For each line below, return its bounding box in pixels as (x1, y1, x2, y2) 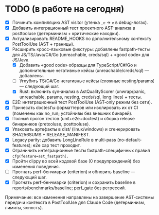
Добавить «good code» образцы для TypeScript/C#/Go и (19, 62, 137, 68)
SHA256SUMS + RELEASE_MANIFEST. (12, 131, 90, 137)
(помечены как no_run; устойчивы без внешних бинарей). (12, 110, 133, 116)
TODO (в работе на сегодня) (5, 3, 124, 15)
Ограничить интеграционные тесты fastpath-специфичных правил (12, 147, 150, 153)
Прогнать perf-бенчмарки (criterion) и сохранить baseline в (12, 179, 136, 185)
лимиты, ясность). (5, 204, 43, 210)
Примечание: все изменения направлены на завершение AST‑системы (5, 194, 154, 200)
